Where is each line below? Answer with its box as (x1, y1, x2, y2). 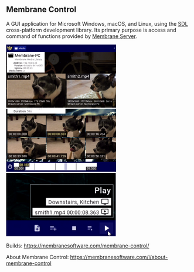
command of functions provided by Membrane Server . (6, 32, 138, 40)
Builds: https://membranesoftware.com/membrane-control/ (6, 242, 149, 249)
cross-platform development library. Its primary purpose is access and (6, 26, 177, 33)
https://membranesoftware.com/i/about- (70, 253, 168, 260)
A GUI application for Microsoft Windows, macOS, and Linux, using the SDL (6, 20, 189, 27)
